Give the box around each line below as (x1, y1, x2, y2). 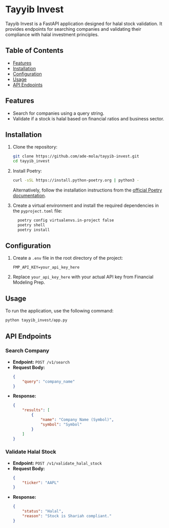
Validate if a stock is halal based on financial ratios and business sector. (12, 115, 164, 121)
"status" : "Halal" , (22, 509, 64, 514)
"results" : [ (22, 408, 50, 413)
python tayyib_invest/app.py (5, 318, 68, 323)
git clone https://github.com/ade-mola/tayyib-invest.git (12, 154, 139, 159)
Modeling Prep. (12, 279, 45, 285)
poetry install (17, 227, 50, 233)
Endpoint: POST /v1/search (12, 358, 70, 365)
